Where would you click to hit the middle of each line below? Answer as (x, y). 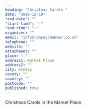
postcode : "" (19, 83)
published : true (22, 88)
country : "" (17, 79)
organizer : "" (20, 33)
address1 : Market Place (30, 60)
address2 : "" (19, 65)
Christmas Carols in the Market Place (43, 102)
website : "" (17, 47)
